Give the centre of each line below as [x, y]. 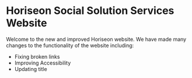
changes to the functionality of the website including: [70, 45]
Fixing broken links [37, 56]
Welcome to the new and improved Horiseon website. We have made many [96, 39]
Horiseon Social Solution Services [90, 11]
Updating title [31, 69]
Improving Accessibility [43, 63]
